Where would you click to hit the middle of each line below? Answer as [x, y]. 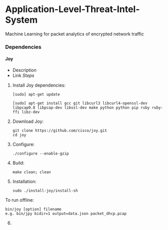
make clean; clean [32, 172]
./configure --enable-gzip [41, 154]
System [22, 20]
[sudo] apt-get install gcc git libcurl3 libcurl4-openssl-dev [80, 103]
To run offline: [20, 200]
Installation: [24, 182]
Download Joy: [28, 121]
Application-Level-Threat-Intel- [73, 9]
